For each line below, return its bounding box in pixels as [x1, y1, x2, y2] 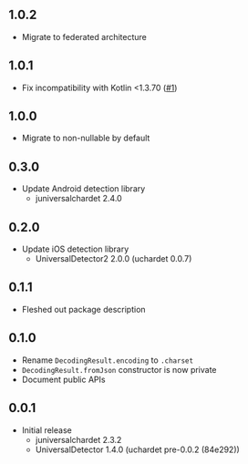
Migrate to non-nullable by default [21, 132, 150, 144]
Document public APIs [21, 374, 106, 385]
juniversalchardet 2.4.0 [35, 193, 122, 204]
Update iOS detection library [21, 243, 129, 254]
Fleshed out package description [21, 304, 147, 314]
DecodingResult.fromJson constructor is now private [21, 364, 217, 375]
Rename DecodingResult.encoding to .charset [21, 355, 193, 366]
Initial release [21, 424, 72, 436]
